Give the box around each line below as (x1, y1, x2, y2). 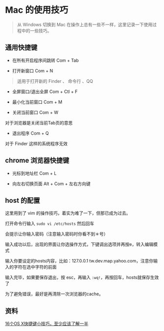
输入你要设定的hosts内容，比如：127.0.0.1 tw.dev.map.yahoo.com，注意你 (5, 258, 154, 264)
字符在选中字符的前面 (13, 264, 57, 270)
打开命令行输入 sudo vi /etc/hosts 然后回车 (5, 221, 94, 227)
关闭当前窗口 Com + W (12, 109, 59, 115)
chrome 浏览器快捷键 (5, 156, 70, 165)
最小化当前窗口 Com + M (12, 99, 63, 105)
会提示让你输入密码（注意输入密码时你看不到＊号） (5, 231, 108, 237)
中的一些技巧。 (21, 27, 52, 33)
